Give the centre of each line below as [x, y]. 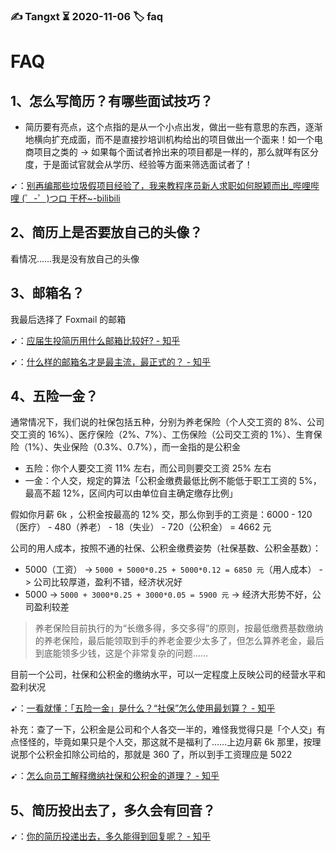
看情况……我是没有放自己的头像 [75, 258]
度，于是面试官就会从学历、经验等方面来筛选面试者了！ [138, 164]
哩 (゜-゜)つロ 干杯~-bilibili [65, 198]
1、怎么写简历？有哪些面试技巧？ [112, 100]
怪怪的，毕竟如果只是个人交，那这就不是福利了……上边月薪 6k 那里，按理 [170, 742]
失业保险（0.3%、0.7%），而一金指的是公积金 [147, 447]
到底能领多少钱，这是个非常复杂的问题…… [121, 653]
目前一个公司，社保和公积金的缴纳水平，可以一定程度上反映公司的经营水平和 [168, 675]
